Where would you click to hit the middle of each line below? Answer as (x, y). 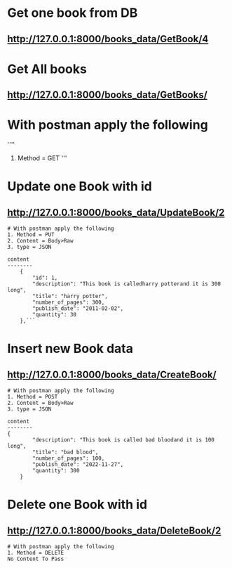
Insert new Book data (70, 349)
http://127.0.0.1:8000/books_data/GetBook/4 (108, 39)
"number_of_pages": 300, (69, 303)
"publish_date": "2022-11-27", (78, 465)
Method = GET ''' (42, 158)
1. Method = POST (33, 397)
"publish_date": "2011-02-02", (78, 309)
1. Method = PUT (31, 235)
